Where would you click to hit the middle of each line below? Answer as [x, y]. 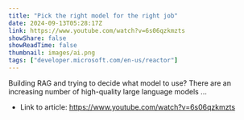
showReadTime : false [43, 46]
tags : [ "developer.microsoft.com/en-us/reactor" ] [93, 61]
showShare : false [37, 38]
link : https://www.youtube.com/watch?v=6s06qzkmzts [97, 30]
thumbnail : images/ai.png [52, 53]
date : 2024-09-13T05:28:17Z [56, 23]
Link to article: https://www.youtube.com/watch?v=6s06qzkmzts [128, 107]
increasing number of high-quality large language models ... [108, 91]
